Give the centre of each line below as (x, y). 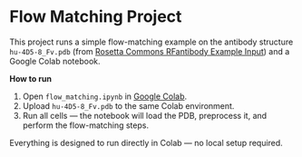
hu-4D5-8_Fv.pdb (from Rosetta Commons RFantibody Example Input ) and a (150, 51)
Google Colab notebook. (55, 61)
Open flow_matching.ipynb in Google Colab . (105, 96)
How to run (31, 78)
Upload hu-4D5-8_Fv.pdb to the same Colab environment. (128, 105)
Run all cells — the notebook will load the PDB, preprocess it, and (145, 115)
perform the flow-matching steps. (86, 125)
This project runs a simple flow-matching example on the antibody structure (151, 42)
